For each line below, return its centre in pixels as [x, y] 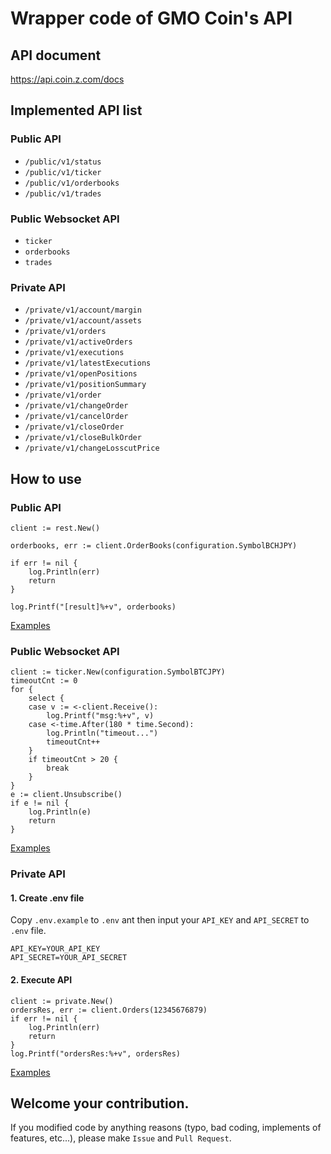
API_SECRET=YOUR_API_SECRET [69, 958]
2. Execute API [41, 979]
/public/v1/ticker [63, 172]
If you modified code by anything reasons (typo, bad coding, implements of [166, 1128]
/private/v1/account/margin [83, 310]
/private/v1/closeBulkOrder [83, 438]
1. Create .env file [47, 898]
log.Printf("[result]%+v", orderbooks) [93, 607]
